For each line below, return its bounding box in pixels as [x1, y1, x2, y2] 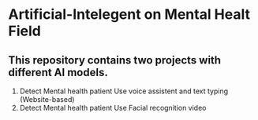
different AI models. [8, 65, 108, 79]
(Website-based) [19, 95, 75, 104]
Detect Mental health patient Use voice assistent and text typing [19, 86, 229, 96]
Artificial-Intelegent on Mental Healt [8, 5, 251, 24]
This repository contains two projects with [8, 53, 222, 67]
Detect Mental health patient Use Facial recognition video [19, 104, 207, 112]
